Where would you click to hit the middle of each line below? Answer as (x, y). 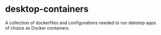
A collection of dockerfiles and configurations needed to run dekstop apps (81, 23)
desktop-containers (47, 9)
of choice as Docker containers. (37, 28)
